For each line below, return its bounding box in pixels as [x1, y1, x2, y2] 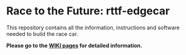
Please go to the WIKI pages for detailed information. [6, 42, 142, 49]
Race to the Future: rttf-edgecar [6, 4, 170, 18]
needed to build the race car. [6, 30, 79, 37]
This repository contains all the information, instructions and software [6, 24, 180, 31]
